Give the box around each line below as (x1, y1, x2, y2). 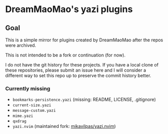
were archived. (5, 42, 36, 48)
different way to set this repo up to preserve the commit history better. (5, 73, 151, 79)
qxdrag (12, 119, 27, 124)
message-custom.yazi (12, 108, 56, 113)
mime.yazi (12, 113, 34, 119)
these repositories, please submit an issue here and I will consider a (5, 67, 146, 73)
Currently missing (5, 85, 50, 92)
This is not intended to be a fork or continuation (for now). (5, 52, 126, 58)
